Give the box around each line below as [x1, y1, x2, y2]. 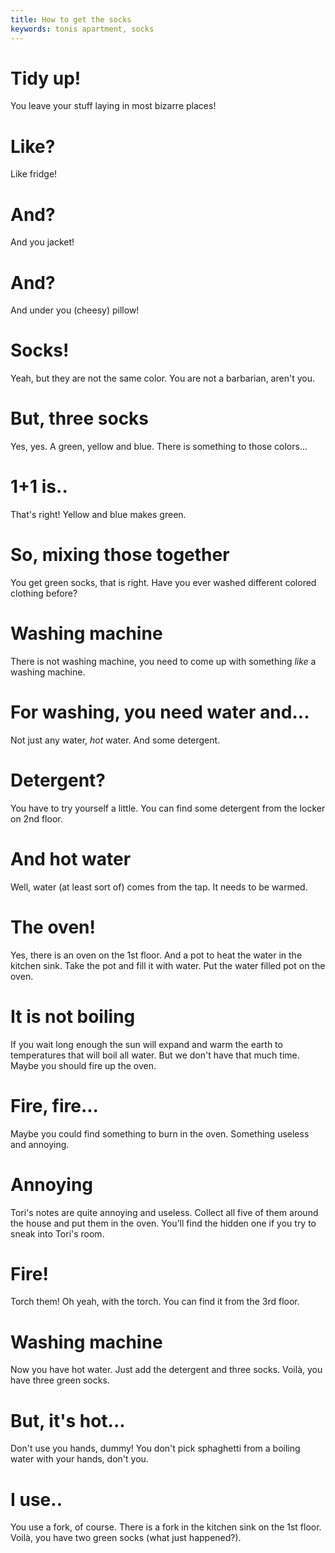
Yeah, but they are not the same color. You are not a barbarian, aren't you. [10, 372, 315, 385]
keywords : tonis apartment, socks [10, 24, 155, 34]
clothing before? [10, 587, 78, 599]
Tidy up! [10, 67, 82, 90]
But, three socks [10, 407, 150, 430]
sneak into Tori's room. [10, 1227, 105, 1240]
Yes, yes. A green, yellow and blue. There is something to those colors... [10, 441, 308, 453]
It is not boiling [10, 1005, 136, 1028]
